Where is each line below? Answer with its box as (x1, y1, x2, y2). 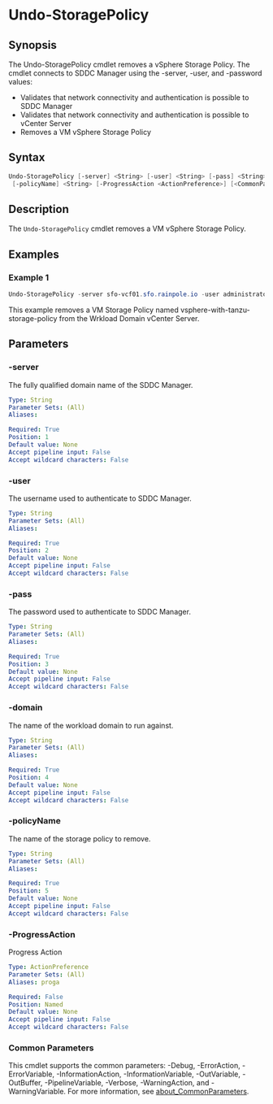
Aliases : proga (8, 978, 60, 986)
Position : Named (8, 1000, 63, 1009)
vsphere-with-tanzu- (180, 305, 250, 315)
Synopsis (8, 38, 57, 52)
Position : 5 (8, 887, 49, 895)
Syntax (8, 150, 45, 164)
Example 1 (8, 272, 50, 283)
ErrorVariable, (8, 1069, 55, 1079)
